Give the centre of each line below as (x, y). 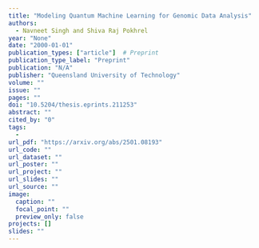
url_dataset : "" (35, 157)
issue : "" (25, 90)
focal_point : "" (42, 209)
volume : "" (26, 82)
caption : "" (36, 202)
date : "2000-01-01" (41, 46)
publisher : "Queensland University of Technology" (94, 75)
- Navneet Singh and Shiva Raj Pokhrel (82, 30)
